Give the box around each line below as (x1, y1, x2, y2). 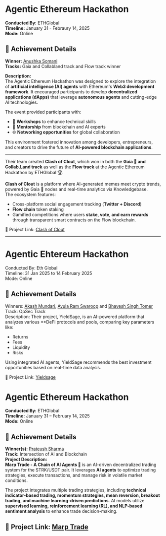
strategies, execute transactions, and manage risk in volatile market (5, 472, 143, 478)
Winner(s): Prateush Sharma (5, 446, 64, 452)
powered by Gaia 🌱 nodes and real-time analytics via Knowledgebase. (5, 186, 148, 192)
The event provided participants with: (5, 109, 82, 115)
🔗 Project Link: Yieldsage (5, 374, 56, 380)
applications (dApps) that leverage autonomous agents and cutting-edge (5, 94, 157, 100)
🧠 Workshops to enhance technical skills (12, 118, 96, 125)
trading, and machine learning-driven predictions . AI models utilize (5, 498, 145, 504)
